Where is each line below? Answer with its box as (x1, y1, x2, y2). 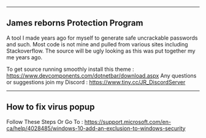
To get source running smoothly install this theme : (6, 65, 134, 73)
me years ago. (6, 53, 43, 61)
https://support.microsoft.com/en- (84, 118, 172, 125)
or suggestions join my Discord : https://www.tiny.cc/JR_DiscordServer (6, 78, 186, 85)
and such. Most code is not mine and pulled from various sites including (6, 40, 188, 48)
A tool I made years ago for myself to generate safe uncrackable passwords (6, 34, 198, 42)
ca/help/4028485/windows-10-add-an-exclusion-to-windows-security (6, 125, 186, 132)
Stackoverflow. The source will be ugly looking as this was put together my (6, 47, 196, 54)
